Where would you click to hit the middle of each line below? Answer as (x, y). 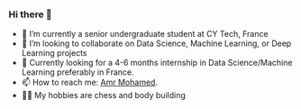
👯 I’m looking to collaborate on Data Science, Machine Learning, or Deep (156, 43)
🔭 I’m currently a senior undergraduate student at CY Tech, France (145, 34)
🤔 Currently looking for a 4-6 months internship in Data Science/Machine (157, 63)
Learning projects (54, 53)
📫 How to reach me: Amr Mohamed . (90, 82)
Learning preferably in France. (78, 72)
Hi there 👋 (31, 14)
